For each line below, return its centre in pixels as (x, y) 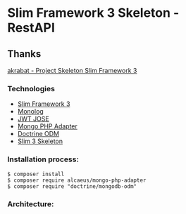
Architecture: (31, 203)
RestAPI (31, 28)
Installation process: (43, 159)
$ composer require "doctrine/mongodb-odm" (72, 186)
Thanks (24, 54)
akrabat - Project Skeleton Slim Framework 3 (72, 71)
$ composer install (36, 174)
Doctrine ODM (38, 134)
